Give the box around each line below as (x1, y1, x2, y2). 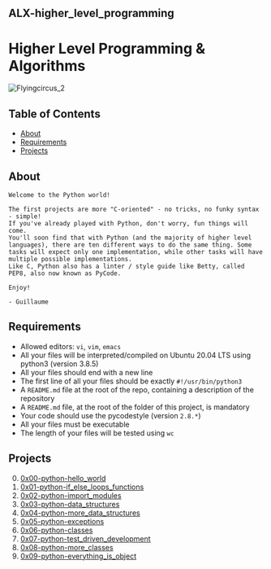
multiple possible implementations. (8, 255, 132, 263)
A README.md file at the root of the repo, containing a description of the (19, 384, 254, 394)
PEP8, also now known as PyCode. (8, 269, 122, 278)
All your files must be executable (19, 419, 130, 429)
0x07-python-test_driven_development (19, 533, 152, 544)
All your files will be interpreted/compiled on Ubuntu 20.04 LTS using (19, 350, 252, 360)
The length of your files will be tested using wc (19, 427, 174, 438)
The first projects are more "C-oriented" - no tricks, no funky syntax (8, 205, 260, 213)
